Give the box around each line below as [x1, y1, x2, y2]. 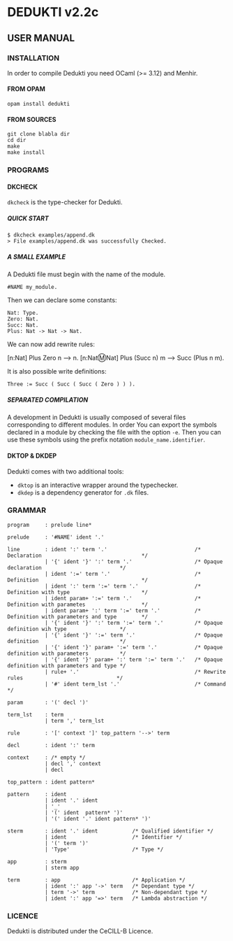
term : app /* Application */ [7, 876, 186, 884]
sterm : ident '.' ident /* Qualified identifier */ [7, 827, 214, 835]
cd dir [7, 137, 27, 144]
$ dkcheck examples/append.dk [7, 232, 96, 239]
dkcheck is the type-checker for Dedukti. [7, 198, 123, 206]
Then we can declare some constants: [7, 296, 117, 304]
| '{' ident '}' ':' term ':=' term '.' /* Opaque [44, 619, 223, 626]
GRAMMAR [7, 505, 47, 515]
